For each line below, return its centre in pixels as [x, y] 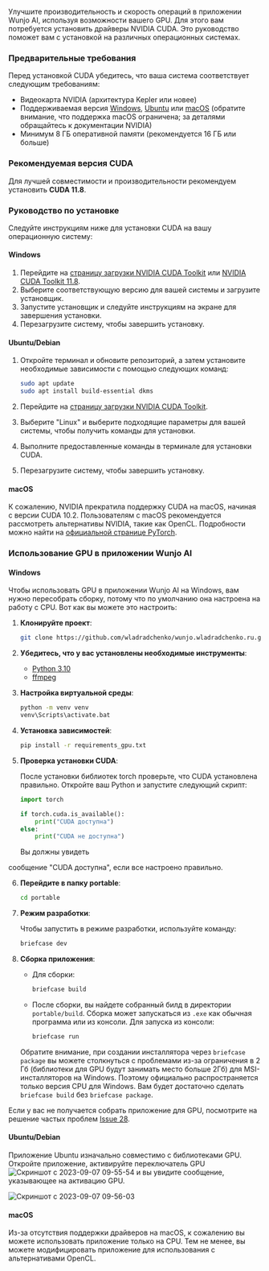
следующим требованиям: [54, 85]
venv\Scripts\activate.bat [65, 716]
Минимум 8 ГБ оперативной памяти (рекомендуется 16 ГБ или [128, 134]
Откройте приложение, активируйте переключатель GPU [107, 1163]
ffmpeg [44, 677]
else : [29, 829]
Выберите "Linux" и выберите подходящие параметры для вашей [133, 423]
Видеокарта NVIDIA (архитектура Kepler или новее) [108, 100]
